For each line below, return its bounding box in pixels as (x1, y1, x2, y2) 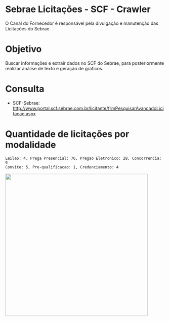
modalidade (5, 139, 57, 150)
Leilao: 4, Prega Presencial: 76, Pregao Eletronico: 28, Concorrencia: (5, 156, 162, 161)
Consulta (5, 83, 45, 95)
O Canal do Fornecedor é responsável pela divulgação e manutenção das (5, 20, 158, 26)
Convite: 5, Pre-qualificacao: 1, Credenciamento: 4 (5, 164, 119, 170)
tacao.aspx (12, 110, 36, 117)
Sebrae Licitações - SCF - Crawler (5, 4, 151, 15)
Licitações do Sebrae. (5, 25, 51, 31)
